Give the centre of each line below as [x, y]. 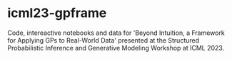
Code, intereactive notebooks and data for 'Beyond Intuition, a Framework [116, 33]
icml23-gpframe [57, 13]
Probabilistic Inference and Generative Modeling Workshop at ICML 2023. [116, 48]
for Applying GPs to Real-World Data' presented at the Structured [104, 40]
